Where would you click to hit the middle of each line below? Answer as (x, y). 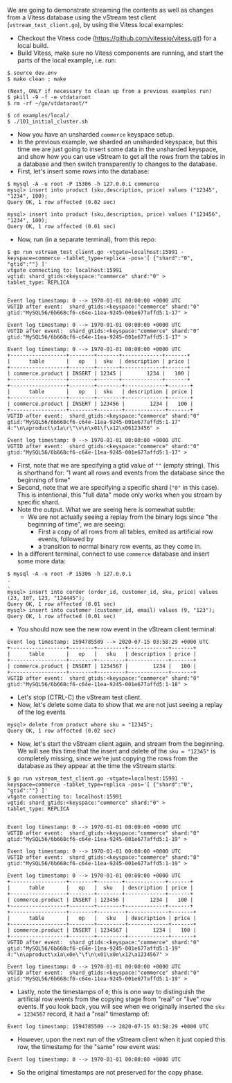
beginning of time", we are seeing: (77, 524)
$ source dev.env (32, 73)
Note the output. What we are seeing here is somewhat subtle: (106, 510)
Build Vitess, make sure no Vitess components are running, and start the (120, 53)
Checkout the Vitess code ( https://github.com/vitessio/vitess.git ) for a (117, 38)
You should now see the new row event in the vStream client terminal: (117, 629)
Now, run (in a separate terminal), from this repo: (87, 239)
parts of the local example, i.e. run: (67, 60)
